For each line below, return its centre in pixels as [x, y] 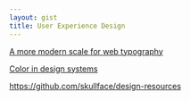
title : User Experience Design [67, 26]
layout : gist [33, 17]
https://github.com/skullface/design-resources [95, 86]
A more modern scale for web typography [86, 51]
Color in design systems [54, 69]
